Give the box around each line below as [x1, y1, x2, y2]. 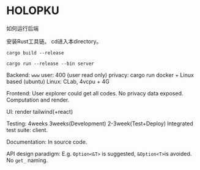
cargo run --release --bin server [6, 61, 95, 67]
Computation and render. [6, 96, 70, 103]
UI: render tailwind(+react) [6, 108, 73, 115]
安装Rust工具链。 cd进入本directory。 [6, 37, 102, 45]
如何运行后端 [6, 24, 39, 32]
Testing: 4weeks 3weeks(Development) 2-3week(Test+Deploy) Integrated [6, 120, 194, 127]
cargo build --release [6, 50, 64, 56]
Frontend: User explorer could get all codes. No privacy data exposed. [6, 89, 183, 97]
